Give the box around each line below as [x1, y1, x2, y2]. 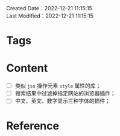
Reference [6, 119, 59, 132]
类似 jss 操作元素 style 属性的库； [14, 82, 101, 89]
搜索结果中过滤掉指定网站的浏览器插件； [14, 89, 116, 97]
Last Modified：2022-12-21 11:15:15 [6, 12, 93, 19]
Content [6, 62, 48, 75]
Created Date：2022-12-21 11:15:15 [6, 5, 92, 11]
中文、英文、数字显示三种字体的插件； [14, 97, 110, 105]
